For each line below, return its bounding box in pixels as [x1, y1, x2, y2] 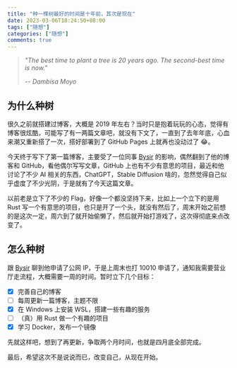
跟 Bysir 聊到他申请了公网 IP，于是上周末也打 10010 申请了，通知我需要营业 [7, 263, 226, 272]
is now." [24, 64, 48, 72]
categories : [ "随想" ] [7, 30, 69, 38]
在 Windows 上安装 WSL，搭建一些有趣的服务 [17, 305, 150, 314]
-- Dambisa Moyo [24, 77, 77, 86]
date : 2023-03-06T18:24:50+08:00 [7, 17, 106, 24]
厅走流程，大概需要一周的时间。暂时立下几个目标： [7, 272, 156, 280]
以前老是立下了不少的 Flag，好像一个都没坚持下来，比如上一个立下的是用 [7, 194, 220, 202]
